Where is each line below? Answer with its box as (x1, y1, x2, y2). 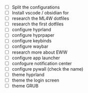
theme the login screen (11, 77, 60, 83)
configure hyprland (11, 27, 52, 33)
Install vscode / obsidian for (11, 10, 69, 16)
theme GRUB (11, 83, 39, 89)
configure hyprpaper (11, 32, 55, 38)
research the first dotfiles (11, 21, 64, 27)
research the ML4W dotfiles (11, 15, 69, 21)
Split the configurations (11, 4, 60, 10)
